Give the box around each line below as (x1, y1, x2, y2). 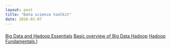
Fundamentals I (5, 38, 38, 44)
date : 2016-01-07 (5, 16, 42, 21)
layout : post (5, 7, 33, 12)
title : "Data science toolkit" (5, 12, 72, 17)
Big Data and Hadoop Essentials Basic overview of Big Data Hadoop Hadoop (5, 33, 166, 39)
